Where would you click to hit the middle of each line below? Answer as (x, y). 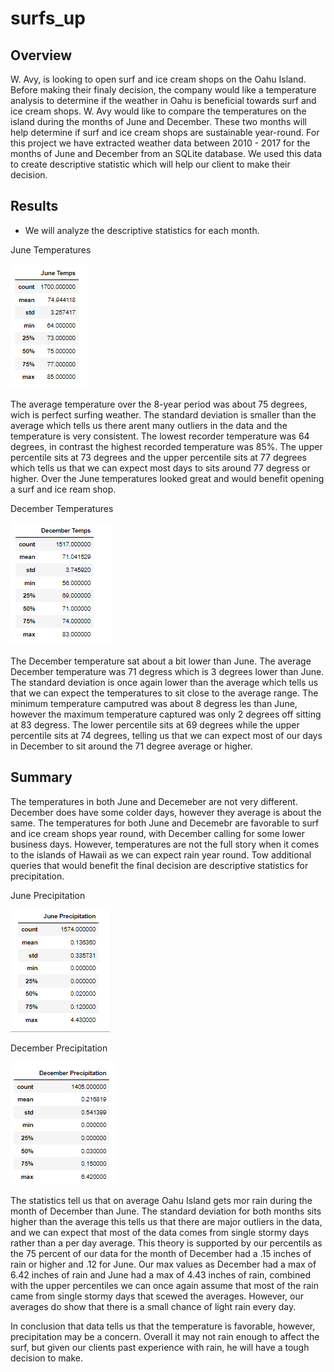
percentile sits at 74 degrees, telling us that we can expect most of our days (166, 735)
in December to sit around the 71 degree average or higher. (131, 746)
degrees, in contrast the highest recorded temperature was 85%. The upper (166, 446)
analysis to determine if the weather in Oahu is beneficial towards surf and (163, 100)
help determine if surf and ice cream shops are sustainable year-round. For (165, 132)
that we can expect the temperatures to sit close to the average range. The (164, 693)
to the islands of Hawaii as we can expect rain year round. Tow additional (161, 854)
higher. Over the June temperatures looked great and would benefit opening (167, 478)
